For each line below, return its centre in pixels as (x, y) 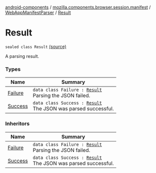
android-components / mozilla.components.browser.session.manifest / (78, 7)
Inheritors (17, 123)
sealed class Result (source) (36, 46)
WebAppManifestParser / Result (38, 12)
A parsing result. (22, 56)
